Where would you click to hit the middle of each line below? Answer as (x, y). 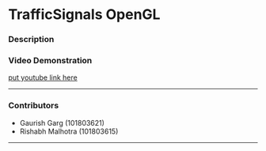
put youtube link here (43, 77)
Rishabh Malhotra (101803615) (69, 131)
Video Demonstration (50, 61)
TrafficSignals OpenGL (84, 15)
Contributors (34, 106)
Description (31, 40)
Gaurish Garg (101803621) (62, 123)
